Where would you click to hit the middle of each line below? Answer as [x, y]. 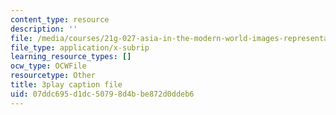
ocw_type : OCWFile [48, 66]
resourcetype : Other [53, 76]
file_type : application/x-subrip [80, 47]
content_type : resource [60, 19]
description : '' [44, 29]
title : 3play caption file [66, 85]
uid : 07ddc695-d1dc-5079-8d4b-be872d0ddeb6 [102, 94]
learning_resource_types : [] [71, 57]
